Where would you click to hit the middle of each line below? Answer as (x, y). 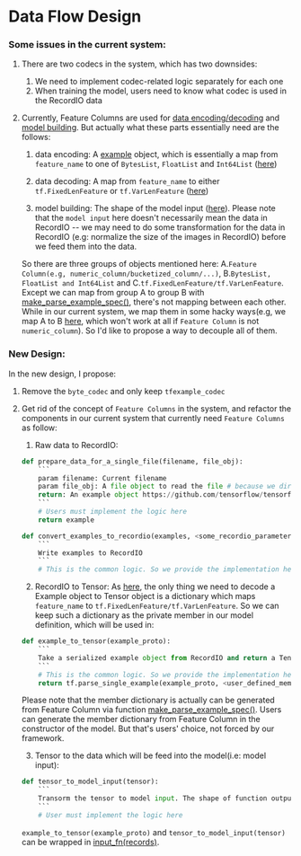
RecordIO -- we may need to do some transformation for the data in (160, 227)
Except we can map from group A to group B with (113, 293)
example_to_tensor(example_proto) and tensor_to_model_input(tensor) (154, 832)
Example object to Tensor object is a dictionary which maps (145, 596)
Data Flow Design (75, 17)
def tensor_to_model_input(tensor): (90, 782)
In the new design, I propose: (62, 374)
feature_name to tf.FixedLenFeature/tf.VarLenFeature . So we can (157, 606)
